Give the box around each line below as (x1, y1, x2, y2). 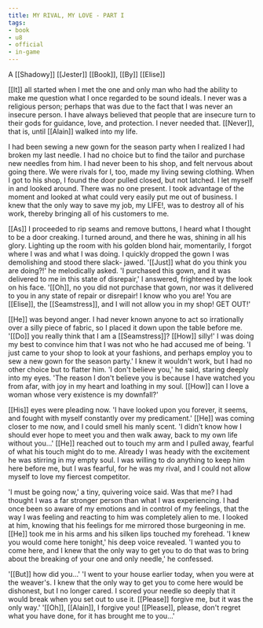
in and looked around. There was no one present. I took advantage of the (8, 184, 245, 193)
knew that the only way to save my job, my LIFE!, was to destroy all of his (8, 201, 245, 209)
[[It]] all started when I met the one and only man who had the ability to (8, 85, 238, 94)
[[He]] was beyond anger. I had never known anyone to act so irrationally (8, 315, 244, 323)
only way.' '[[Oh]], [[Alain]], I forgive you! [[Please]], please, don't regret (8, 603, 241, 612)
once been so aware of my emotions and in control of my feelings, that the (8, 504, 250, 513)
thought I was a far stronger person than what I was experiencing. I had (8, 496, 239, 504)
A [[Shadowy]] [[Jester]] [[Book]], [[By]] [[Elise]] (8, 70, 166, 79)
